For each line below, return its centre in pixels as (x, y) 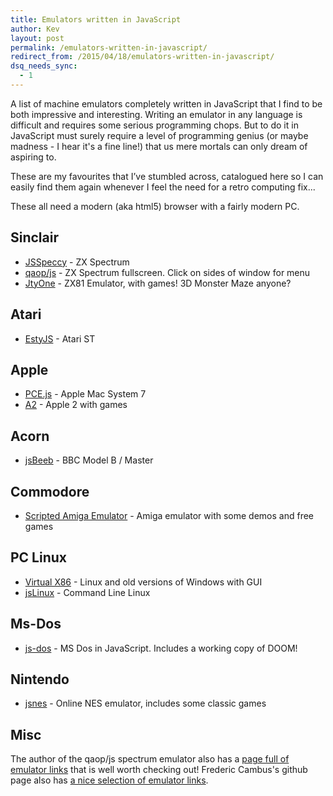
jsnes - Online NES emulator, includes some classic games (145, 703)
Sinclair (34, 237)
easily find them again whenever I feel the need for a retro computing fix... (163, 187)
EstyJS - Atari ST (60, 338)
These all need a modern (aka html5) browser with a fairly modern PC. (155, 206)
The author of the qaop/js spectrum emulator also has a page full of (150, 759)
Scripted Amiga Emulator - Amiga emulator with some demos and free (169, 515)
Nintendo (40, 679)
